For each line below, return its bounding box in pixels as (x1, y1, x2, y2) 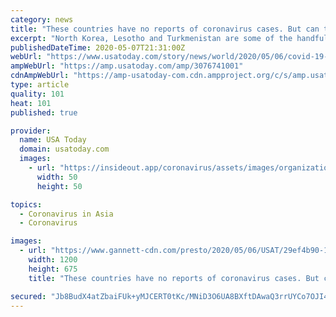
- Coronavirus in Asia (19, 209, 114, 219)
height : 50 (36, 181, 83, 191)
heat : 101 (10, 98, 52, 108)
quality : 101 (10, 89, 65, 99)
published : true (10, 107, 78, 118)
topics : (10, 199, 43, 210)
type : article (10, 80, 70, 90)
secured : (10, 291, 47, 301)
